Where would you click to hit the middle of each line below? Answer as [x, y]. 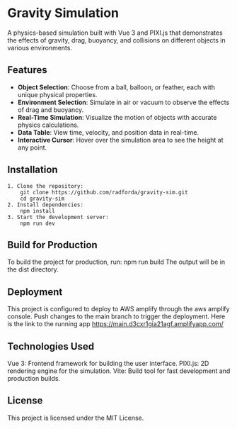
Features [27, 70]
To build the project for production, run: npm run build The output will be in [116, 262]
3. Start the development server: [58, 217]
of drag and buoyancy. [51, 110]
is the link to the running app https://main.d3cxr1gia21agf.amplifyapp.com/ [116, 324]
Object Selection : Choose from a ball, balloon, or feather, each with [116, 87]
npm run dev [37, 223]
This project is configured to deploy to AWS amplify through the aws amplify [118, 309]
